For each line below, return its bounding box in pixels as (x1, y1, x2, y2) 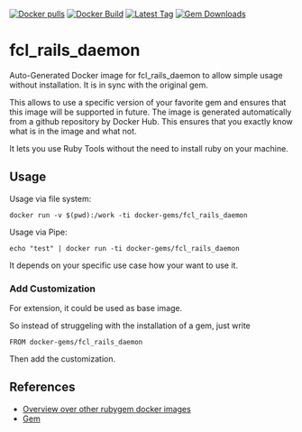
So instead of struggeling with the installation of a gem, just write (9, 320, 251, 331)
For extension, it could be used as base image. (9, 303, 183, 314)
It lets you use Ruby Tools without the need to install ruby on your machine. (9, 142, 288, 153)
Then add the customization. (9, 354, 116, 364)
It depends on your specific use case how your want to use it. (9, 260, 239, 271)
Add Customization (9, 282, 96, 295)
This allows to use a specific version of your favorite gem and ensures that (9, 97, 287, 107)
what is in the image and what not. (9, 125, 137, 136)
